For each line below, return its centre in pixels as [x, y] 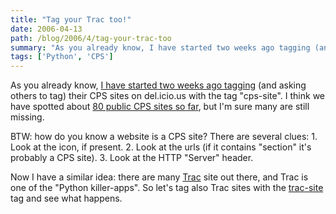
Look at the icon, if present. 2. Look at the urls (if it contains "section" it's [161, 147]
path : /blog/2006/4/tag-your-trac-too [91, 38]
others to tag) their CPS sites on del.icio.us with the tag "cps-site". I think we [168, 96]
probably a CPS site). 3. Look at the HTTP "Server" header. [132, 158]
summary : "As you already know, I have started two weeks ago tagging [160, 47]
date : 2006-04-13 [46, 29]
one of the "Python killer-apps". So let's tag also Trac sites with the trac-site [167, 188]
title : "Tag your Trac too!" [71, 19]
